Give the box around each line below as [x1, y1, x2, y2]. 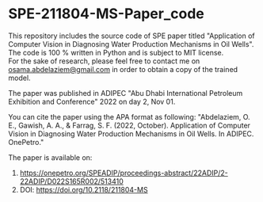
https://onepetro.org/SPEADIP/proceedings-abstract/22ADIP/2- [19, 168, 228, 177]
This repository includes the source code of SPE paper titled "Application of [8, 31, 255, 40]
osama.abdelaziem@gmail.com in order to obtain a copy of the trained [8, 64, 238, 74]
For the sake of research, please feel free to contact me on [8, 56, 200, 66]
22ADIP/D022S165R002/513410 [19, 176, 124, 186]
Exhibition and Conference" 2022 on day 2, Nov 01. [8, 97, 176, 106]
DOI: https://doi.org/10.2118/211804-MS [19, 185, 148, 194]
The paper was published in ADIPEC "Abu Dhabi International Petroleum [8, 88, 243, 97]
